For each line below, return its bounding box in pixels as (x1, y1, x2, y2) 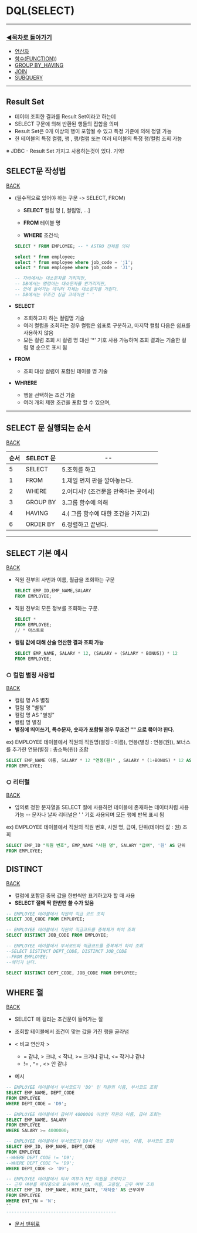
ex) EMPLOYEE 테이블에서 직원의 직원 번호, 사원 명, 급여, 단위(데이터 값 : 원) (6, 823, 182, 830)
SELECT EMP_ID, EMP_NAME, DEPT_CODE (6, 1144, 96, 1150)
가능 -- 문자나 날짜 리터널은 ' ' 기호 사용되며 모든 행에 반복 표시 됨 (14, 811, 165, 818)
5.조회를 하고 (61, 465, 96, 473)
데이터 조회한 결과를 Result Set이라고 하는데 (14, 113, 116, 120)
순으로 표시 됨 (36, 344, 67, 351)
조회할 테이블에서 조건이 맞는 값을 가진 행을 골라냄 (14, 1028, 129, 1035)
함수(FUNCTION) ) (14, 55, 57, 62)
